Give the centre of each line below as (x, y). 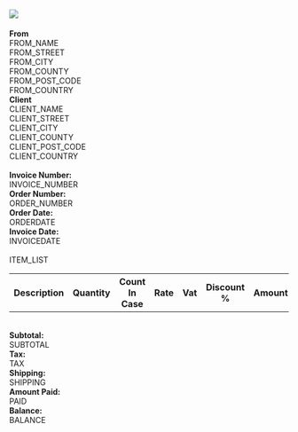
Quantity (91, 293)
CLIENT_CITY (34, 128)
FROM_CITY (31, 61)
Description (39, 293)
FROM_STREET (37, 52)
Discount (225, 287)
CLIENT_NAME (36, 109)
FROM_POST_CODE (45, 81)
